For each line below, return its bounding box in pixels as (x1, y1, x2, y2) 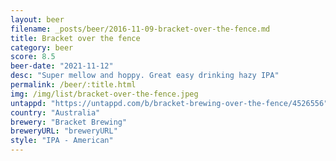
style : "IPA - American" (10, 136, 114, 146)
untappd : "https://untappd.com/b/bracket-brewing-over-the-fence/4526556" (10, 98, 329, 108)
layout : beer (10, 14, 65, 25)
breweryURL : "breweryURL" (10, 126, 118, 136)
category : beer (10, 42, 74, 53)
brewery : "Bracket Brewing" (10, 117, 128, 127)
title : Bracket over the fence (10, 33, 141, 43)
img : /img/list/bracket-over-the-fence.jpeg (10, 89, 199, 99)
